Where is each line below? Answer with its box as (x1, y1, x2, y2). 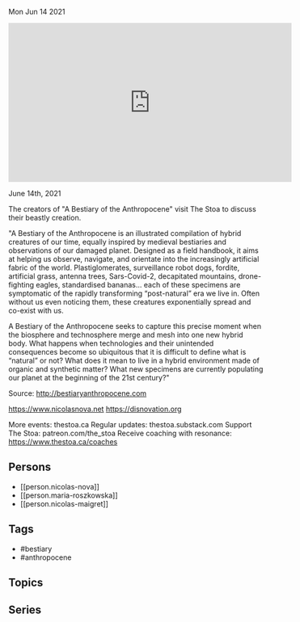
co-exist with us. (8, 306, 64, 315)
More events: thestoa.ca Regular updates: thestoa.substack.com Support (8, 420, 252, 429)
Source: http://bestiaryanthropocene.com (8, 389, 147, 398)
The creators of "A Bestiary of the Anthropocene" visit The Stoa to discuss (8, 204, 256, 213)
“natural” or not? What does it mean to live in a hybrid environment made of (8, 355, 260, 365)
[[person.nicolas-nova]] (19, 481, 99, 491)
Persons (8, 460, 51, 474)
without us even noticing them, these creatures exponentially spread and (8, 297, 251, 306)
